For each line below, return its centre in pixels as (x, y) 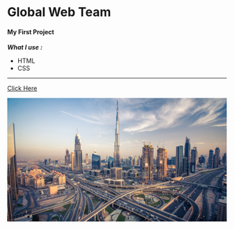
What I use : (25, 47)
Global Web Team (59, 12)
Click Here (22, 89)
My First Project (31, 31)
